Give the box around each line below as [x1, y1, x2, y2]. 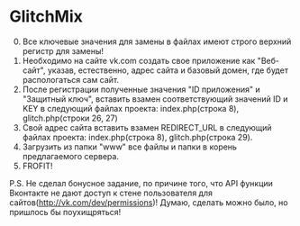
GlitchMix [9, 6, 83, 27]
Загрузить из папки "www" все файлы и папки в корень [22, 141, 237, 152]
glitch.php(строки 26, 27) [22, 113, 119, 123]
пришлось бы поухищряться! [9, 206, 122, 217]
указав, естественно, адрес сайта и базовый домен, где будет [47, 65, 288, 76]
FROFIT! [22, 160, 53, 171]
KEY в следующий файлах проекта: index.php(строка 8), [22, 103, 240, 113]
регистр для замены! [22, 45, 105, 56]
